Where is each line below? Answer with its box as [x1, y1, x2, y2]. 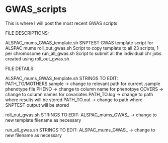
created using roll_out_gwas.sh [5, 55, 69, 61]
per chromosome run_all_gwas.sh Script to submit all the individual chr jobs [5, 50, 162, 56]
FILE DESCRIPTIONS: [5, 30, 49, 36]
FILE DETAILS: [5, 65, 35, 71]
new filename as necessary [5, 132, 62, 138]
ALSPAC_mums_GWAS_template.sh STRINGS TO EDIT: [5, 75, 118, 81]
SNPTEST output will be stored [5, 102, 69, 108]
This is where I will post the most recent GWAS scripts [5, 20, 118, 26]
